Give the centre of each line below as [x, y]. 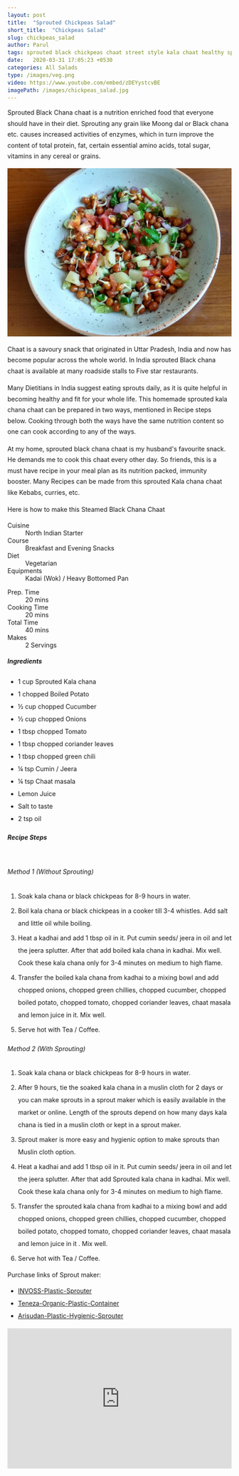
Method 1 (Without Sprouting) [51, 872]
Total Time [23, 622]
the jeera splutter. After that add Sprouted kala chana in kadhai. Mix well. [124, 1179]
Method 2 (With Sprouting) [47, 1048]
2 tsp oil [29, 818]
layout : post [27, 15]
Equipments [25, 570]
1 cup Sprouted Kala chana [57, 681]
